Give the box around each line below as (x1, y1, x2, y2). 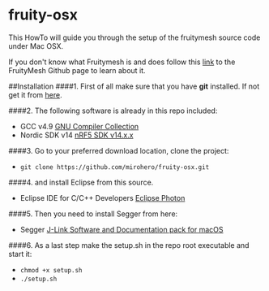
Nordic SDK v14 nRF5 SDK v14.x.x (19, 130, 134, 140)
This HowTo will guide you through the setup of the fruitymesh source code (8, 33, 261, 42)
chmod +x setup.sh (19, 266, 83, 274)
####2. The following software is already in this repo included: (8, 106, 218, 115)
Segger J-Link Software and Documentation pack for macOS (19, 224, 224, 234)
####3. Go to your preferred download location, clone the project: (8, 145, 229, 155)
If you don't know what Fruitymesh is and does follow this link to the (8, 57, 236, 67)
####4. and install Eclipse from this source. (8, 177, 154, 187)
